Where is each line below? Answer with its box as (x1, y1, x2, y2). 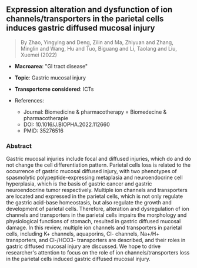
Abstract (6, 141, 32, 150)
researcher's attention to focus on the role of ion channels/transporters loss (6, 249, 190, 256)
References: (14, 97, 44, 104)
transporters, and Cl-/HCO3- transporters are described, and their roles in (6, 237, 186, 244)
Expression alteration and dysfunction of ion (6, 5, 173, 15)
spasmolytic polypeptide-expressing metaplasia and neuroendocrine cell (6, 174, 183, 181)
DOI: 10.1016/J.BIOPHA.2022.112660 (23, 121, 110, 128)
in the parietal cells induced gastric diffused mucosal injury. (6, 256, 151, 263)
